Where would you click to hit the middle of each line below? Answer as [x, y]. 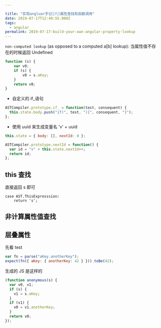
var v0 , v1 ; [22, 285]
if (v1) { [19, 303]
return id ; [20, 154]
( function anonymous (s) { [31, 280]
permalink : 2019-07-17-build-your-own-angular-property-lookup [70, 32]
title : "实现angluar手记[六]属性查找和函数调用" [50, 14]
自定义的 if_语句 [28, 99]
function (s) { [20, 62]
